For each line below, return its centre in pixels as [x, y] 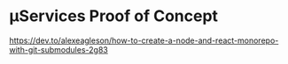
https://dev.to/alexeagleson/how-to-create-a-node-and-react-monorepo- [144, 40]
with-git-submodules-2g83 [58, 49]
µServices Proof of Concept [114, 16]
